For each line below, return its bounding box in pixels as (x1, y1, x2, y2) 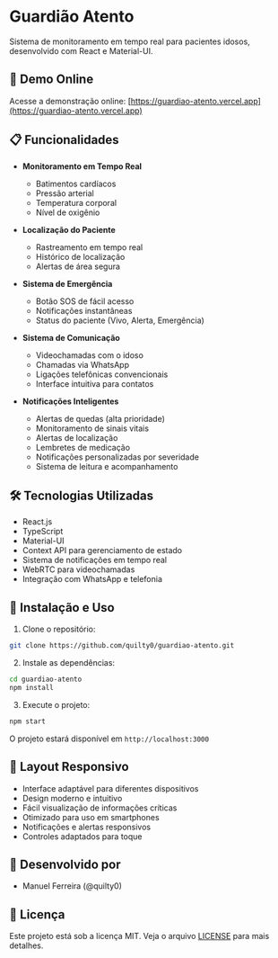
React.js (22, 516, 53, 527)
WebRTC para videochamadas (22, 564, 135, 575)
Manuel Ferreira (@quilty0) (22, 881, 123, 891)
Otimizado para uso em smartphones (22, 811, 160, 822)
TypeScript (22, 526, 64, 537)
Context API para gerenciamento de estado (22, 545, 182, 556)
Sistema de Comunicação (22, 332, 121, 343)
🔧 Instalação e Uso (9, 600, 115, 615)
